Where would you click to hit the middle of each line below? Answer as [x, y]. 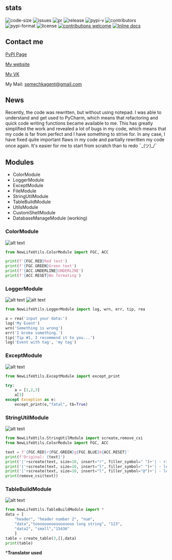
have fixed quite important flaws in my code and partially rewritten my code [85, 139]
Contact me [24, 42]
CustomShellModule [34, 213]
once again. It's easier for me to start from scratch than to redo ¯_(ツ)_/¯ [81, 146]
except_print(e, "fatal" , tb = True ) [51, 405]
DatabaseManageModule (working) [50, 218]
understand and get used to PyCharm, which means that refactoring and [82, 118]
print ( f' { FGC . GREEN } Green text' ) [41, 266]
